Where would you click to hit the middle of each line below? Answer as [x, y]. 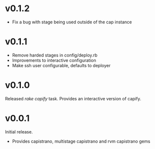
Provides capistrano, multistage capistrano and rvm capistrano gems [81, 141]
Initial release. [19, 131]
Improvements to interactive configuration [54, 60]
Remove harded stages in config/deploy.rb [55, 55]
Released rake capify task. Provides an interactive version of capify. [73, 98]
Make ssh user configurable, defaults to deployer [61, 65]
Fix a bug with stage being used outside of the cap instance [72, 22]
